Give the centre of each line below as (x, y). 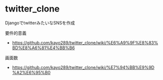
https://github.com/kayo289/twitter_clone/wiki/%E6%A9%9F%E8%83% (85, 42)
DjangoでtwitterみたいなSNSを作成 (40, 23)
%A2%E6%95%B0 (31, 72)
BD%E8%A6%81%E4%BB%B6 (43, 48)
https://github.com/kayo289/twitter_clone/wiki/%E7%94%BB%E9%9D (83, 67)
